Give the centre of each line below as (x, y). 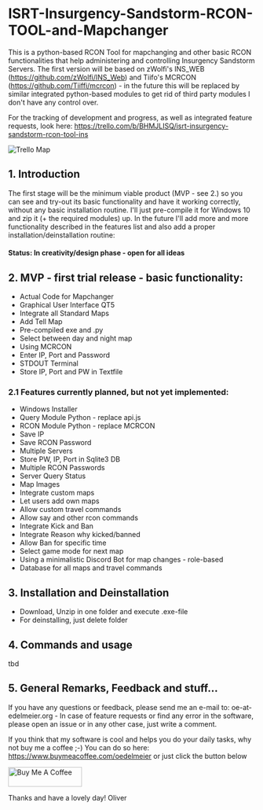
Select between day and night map (76, 338)
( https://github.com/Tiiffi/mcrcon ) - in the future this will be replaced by (124, 85)
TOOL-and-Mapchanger (88, 30)
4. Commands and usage (71, 644)
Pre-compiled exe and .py (61, 330)
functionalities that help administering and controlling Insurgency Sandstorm (131, 61)
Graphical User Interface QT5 (67, 305)
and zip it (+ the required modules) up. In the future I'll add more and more (128, 218)
